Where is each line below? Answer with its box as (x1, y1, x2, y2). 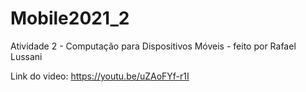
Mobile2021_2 (10, 7, 130, 30)
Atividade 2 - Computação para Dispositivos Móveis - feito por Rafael (10, 40, 297, 52)
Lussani (10, 50, 43, 62)
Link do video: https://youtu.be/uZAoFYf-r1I (10, 70, 190, 82)
